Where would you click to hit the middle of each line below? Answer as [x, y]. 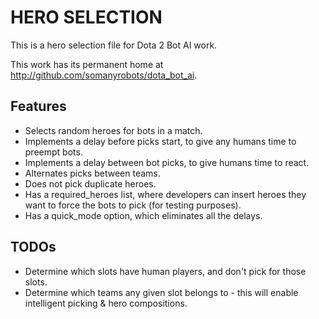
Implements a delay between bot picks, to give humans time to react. [167, 162]
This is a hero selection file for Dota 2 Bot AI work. [114, 45]
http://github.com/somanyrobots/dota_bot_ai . [104, 75]
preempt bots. [53, 152]
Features [38, 106]
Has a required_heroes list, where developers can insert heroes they [165, 194]
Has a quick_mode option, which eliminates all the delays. [143, 215]
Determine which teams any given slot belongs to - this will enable [161, 292]
